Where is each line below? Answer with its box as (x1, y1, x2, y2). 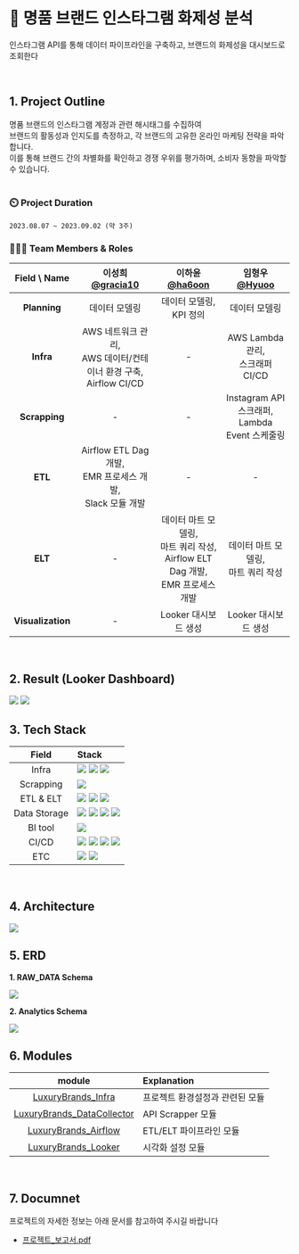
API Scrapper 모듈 (142, 1108, 218, 1120)
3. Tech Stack (9, 722, 87, 737)
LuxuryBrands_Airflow (28, 1125, 121, 1137)
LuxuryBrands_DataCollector (13, 1108, 135, 1120)
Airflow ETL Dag (81, 444, 149, 457)
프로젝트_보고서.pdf (21, 1234, 92, 1245)
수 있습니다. (9, 163, 51, 174)
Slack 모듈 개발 (84, 497, 146, 509)
